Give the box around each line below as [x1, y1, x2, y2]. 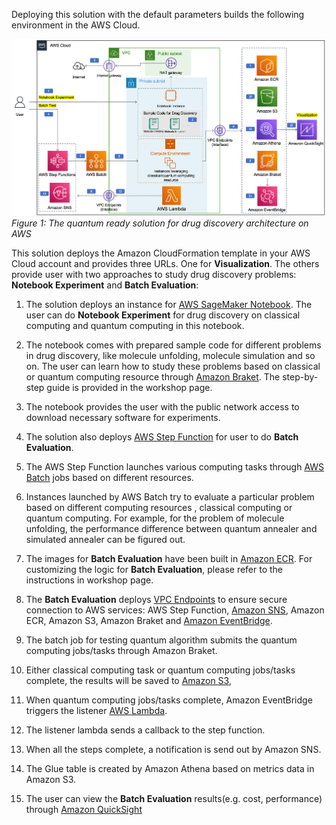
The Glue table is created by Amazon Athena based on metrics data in [25, 763, 315, 775]
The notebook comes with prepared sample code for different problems [25, 339, 322, 351]
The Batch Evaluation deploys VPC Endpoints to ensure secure [25, 594, 288, 606]
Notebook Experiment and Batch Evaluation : [11, 279, 199, 291]
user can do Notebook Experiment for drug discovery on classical [25, 309, 301, 321]
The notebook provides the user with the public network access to [25, 401, 300, 413]
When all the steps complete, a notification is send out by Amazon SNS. [25, 744, 322, 756]
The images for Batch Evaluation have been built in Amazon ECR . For [25, 553, 313, 565]
